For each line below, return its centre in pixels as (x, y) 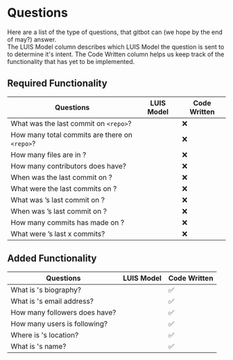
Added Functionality (52, 259)
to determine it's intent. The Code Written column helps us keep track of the (116, 54)
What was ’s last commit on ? (58, 199)
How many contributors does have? (69, 166)
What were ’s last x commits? (58, 234)
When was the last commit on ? (61, 177)
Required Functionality (57, 84)
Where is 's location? (45, 335)
